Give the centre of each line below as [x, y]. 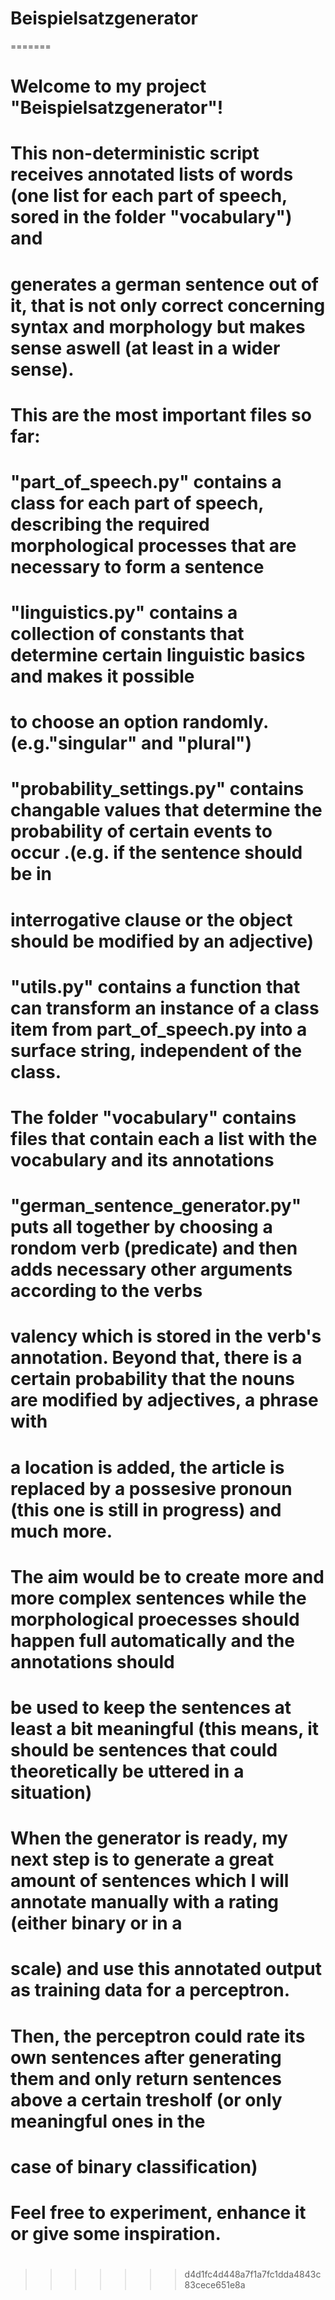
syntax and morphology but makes [158, 326]
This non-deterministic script [135, 153]
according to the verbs [106, 1291]
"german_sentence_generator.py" [156, 1206]
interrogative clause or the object [151, 919]
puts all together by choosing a [141, 1227]
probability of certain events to [141, 831]
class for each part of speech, [137, 503]
